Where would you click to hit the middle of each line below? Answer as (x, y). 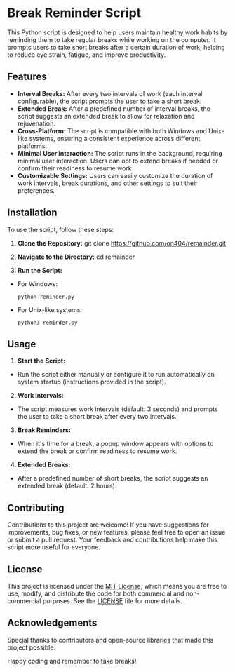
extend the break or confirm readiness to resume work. (97, 451)
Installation (32, 213)
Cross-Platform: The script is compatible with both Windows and (112, 130)
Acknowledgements (52, 623)
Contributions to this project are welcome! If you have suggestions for (108, 525)
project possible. (32, 647)
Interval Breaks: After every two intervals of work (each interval (110, 93)
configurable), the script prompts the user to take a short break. (109, 101)
